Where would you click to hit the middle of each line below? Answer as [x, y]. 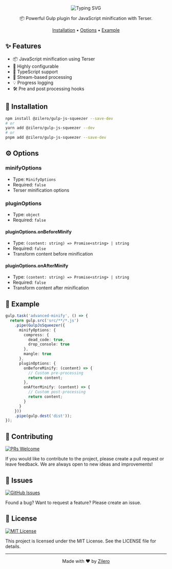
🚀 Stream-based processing [42, 77]
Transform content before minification [53, 254]
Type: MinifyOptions [34, 179]
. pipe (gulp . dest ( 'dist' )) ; [43, 416]
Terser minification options [41, 190]
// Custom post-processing [57, 392]
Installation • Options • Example [86, 30]
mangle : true [38, 354]
